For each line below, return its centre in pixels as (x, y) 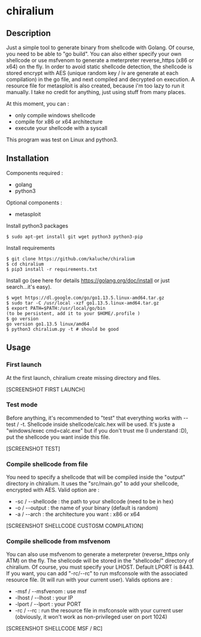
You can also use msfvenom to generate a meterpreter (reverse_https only (98, 554)
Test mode (22, 404)
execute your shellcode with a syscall (61, 128)
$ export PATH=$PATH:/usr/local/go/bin (56, 308)
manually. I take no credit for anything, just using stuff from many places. (96, 92)
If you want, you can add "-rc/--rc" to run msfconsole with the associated (97, 573)
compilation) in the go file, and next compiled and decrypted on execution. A (100, 79)
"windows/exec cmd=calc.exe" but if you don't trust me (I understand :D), (97, 430)
